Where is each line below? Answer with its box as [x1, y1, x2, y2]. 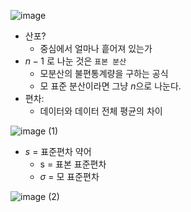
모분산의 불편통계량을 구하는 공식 [39, 68, 169, 79]
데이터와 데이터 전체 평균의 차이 [39, 105, 163, 117]
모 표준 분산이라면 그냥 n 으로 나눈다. [39, 80, 182, 92]
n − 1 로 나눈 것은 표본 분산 [24, 55, 127, 67]
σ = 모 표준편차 [39, 171, 100, 182]
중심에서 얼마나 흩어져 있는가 [39, 43, 153, 54]
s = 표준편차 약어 [24, 146, 92, 157]
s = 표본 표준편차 [39, 158, 107, 170]
